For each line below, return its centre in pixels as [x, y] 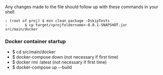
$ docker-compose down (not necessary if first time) [65, 57]
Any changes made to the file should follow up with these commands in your [82, 7]
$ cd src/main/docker [34, 52]
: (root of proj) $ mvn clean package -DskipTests [57, 21]
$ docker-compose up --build [42, 67]
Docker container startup [36, 41]
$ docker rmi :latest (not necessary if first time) [59, 62]
